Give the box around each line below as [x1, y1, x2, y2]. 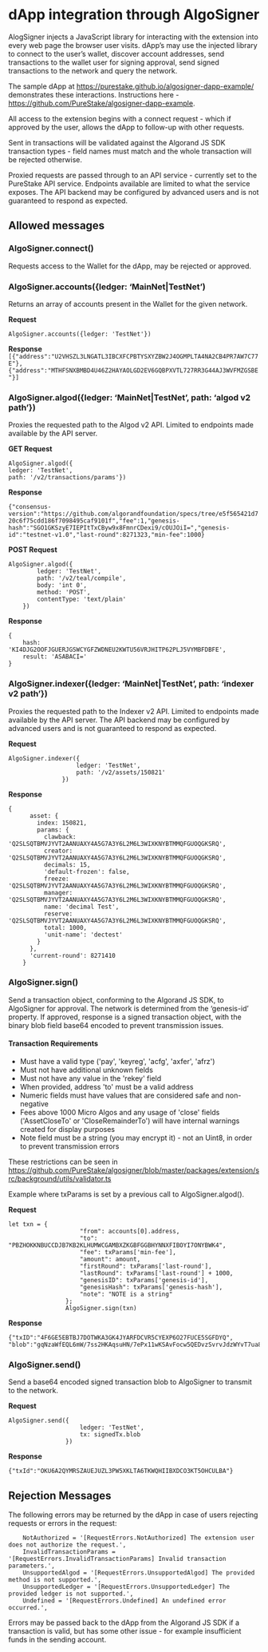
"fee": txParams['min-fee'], [79, 1249, 177, 1257]
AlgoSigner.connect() [8, 243, 94, 254]
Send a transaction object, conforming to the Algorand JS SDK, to [8, 995, 225, 1004]
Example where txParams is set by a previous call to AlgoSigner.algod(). [8, 1189, 245, 1199]
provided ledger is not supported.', [8, 1590, 134, 1598]
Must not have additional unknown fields [19, 1065, 154, 1075]
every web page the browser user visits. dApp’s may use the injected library [8, 40, 258, 50]
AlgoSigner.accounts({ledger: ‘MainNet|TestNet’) [8, 281, 206, 292]
